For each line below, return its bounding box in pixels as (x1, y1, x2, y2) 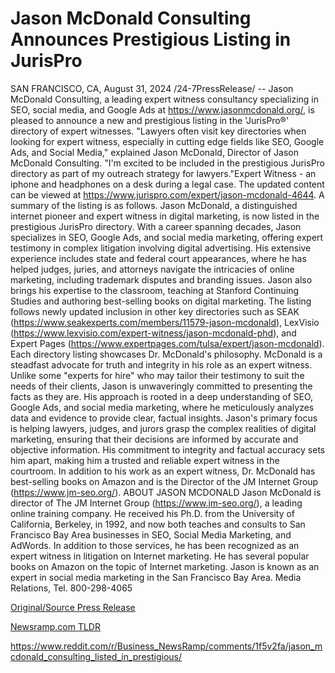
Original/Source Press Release (10, 601, 136, 613)
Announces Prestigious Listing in (10, 28, 292, 51)
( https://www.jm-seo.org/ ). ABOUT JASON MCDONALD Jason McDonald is (10, 486, 322, 498)
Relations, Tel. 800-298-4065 (10, 582, 133, 594)
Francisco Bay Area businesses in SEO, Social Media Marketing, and (10, 528, 292, 541)
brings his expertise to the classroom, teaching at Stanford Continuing (10, 284, 300, 296)
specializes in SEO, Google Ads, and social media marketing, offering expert (10, 231, 324, 243)
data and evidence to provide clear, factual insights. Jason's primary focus (10, 412, 318, 424)
